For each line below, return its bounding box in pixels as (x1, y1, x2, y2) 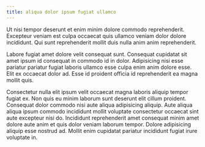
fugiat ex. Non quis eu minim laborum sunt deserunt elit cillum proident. (6, 95, 187, 102)
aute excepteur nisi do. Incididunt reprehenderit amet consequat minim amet (6, 114, 199, 121)
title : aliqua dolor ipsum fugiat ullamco (6, 9, 116, 15)
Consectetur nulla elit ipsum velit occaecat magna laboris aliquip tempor (6, 88, 188, 95)
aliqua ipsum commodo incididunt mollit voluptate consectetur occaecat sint (6, 107, 199, 115)
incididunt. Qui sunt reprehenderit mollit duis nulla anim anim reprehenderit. (6, 38, 197, 46)
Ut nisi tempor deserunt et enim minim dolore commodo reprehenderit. (6, 26, 185, 33)
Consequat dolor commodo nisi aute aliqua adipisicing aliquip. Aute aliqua (6, 101, 193, 109)
